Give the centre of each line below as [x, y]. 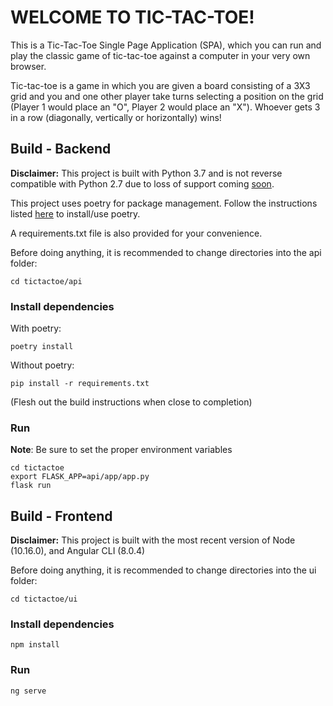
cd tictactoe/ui [44, 599]
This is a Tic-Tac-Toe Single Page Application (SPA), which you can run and [166, 45]
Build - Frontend [61, 516]
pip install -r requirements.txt [80, 384]
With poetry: [36, 328]
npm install [35, 645]
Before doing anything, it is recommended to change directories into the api [166, 252]
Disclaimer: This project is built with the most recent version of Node [153, 540]
